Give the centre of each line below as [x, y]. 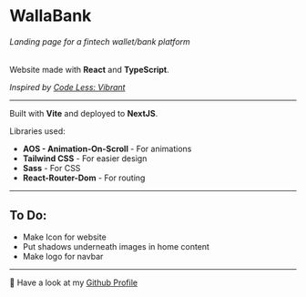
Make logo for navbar [63, 257]
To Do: [28, 215]
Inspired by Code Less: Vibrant [67, 87]
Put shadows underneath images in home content [116, 247]
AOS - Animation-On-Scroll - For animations [107, 149]
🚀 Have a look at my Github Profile [74, 282]
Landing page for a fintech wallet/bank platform [100, 41]
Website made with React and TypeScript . [90, 70]
